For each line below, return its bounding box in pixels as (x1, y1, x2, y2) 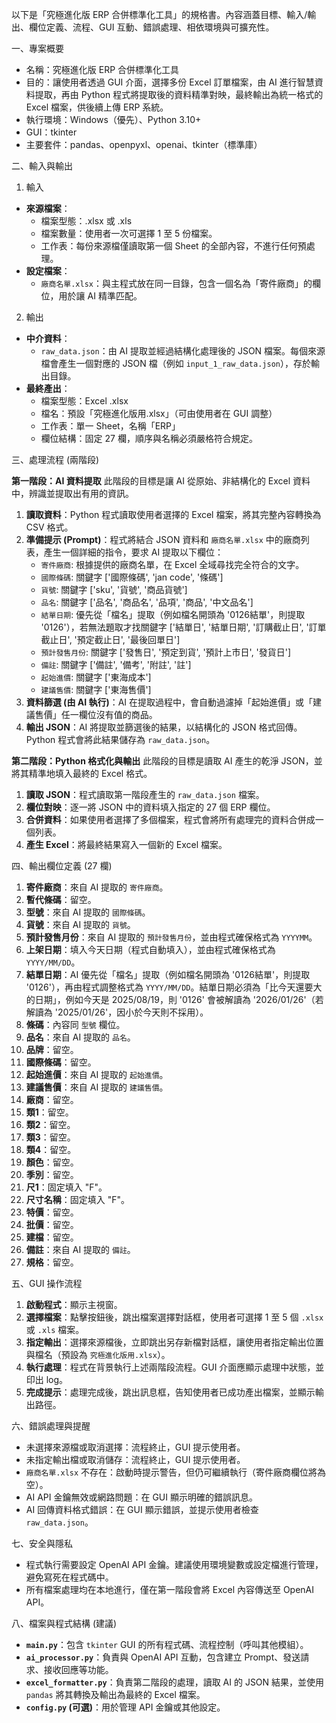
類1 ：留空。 (25, 1106, 74, 1118)
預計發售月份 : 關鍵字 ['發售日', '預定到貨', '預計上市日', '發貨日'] (40, 646, 292, 658)
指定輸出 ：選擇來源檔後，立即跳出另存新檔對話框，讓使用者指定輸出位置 (25, 1336, 324, 1348)
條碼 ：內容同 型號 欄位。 (25, 1019, 126, 1030)
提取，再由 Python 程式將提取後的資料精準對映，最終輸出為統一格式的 (34, 89, 324, 100)
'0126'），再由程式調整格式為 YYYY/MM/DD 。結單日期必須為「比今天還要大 (25, 981, 323, 993)
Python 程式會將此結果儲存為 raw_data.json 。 (25, 734, 216, 745)
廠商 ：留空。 (25, 1094, 79, 1105)
